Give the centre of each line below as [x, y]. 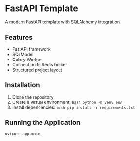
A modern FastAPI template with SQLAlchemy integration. [63, 22]
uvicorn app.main [23, 134]
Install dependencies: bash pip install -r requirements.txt [73, 107]
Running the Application [43, 122]
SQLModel [23, 54]
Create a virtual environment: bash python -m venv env [67, 102]
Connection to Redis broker [40, 64]
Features [19, 37]
